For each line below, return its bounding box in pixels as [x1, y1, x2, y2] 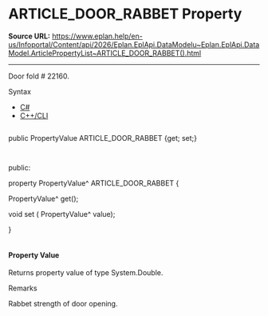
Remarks [8, 283, 37, 293]
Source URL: [8, 31, 50, 41]
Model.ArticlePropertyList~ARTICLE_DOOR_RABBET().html [8, 48, 202, 58]
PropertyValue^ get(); [8, 194, 79, 203]
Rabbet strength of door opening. [8, 299, 118, 309]
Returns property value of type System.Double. [8, 268, 164, 278]
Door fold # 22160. [8, 71, 69, 81]
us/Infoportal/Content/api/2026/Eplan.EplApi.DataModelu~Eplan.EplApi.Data [8, 39, 260, 49]
